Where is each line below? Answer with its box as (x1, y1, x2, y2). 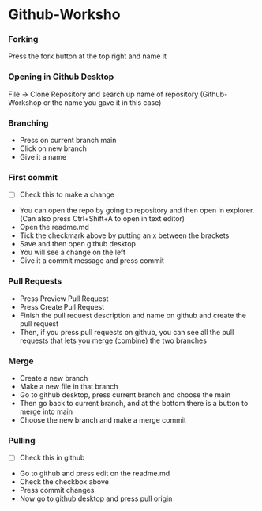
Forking (8, 34, 39, 45)
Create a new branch (19, 374, 88, 383)
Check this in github (19, 453, 85, 463)
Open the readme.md (19, 223, 89, 232)
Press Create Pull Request (19, 302, 105, 311)
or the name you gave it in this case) (43, 97, 162, 107)
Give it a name (19, 152, 67, 162)
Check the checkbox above (19, 477, 109, 487)
